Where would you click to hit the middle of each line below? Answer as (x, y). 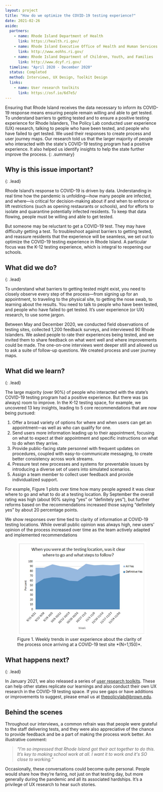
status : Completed (28, 72)
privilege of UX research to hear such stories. (51, 785)
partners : (19, 31)
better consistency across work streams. (53, 459)
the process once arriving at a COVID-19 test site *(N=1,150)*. (80, 645)
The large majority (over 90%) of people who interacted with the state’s (77, 392)
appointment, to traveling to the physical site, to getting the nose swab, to (79, 299)
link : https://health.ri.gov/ (48, 42)
